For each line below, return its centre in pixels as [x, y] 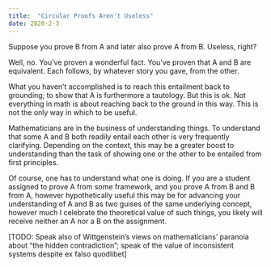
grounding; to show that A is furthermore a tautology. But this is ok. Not [127, 95]
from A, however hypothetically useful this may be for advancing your [125, 195]
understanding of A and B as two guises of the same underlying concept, [130, 204]
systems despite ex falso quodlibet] [68, 254]
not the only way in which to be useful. [73, 112]
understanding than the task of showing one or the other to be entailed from [135, 154]
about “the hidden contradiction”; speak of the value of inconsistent [121, 245]
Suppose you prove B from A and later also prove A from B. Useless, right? [133, 46]
